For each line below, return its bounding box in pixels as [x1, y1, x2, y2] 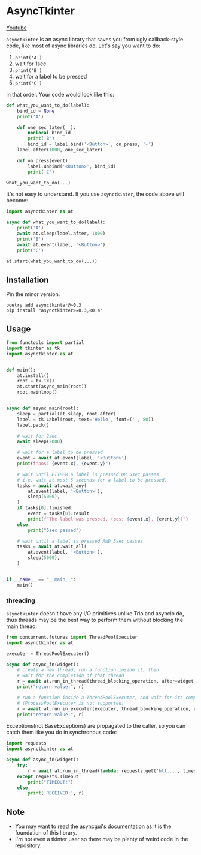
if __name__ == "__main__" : [6, 576, 77, 582]
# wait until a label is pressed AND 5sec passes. [17, 538, 146, 544]
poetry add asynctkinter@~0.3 [6, 302, 82, 309]
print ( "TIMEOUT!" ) [28, 779, 74, 785]
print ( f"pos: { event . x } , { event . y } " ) [17, 461, 111, 467]
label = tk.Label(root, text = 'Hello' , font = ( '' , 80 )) [17, 416, 154, 423]
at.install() [17, 372, 50, 379]
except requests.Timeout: [17, 773, 82, 779]
